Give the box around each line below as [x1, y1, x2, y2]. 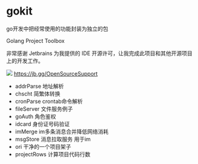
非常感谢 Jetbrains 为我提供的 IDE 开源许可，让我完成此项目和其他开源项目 [6, 50, 193, 57]
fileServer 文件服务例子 [15, 105, 73, 113]
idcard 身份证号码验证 [15, 120, 70, 128]
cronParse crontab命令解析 [15, 97, 83, 105]
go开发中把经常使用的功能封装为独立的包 [6, 25, 108, 32]
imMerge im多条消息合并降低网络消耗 [15, 128, 109, 135]
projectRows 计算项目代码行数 [15, 150, 91, 158]
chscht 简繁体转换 [15, 90, 61, 97]
